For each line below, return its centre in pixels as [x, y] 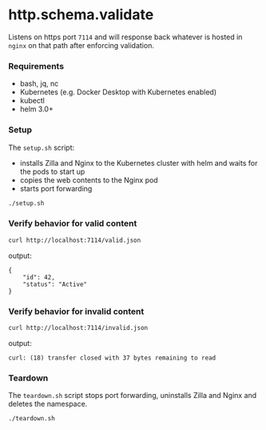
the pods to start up [52, 171]
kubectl [32, 101]
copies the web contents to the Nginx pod [89, 180]
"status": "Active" [55, 284]
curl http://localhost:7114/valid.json [75, 240]
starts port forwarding [56, 188]
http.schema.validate [81, 15]
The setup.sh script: [42, 147]
